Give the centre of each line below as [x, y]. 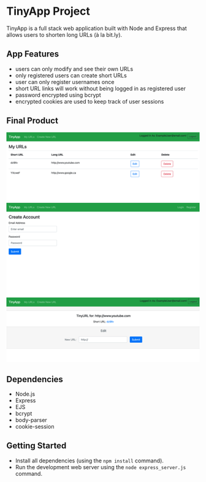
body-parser [31, 420]
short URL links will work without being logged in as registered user [100, 88]
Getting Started [36, 446]
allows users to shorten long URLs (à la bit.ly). [64, 34]
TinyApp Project [48, 11]
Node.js [25, 394]
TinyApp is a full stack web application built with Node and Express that [97, 28]
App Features [33, 54]
